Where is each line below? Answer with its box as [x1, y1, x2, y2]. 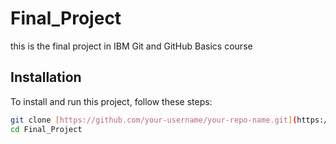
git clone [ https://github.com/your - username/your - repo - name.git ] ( [10, 115, 298, 125]
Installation [10, 69, 82, 86]
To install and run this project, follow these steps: [10, 95, 213, 107]
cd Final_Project [10, 124, 83, 134]
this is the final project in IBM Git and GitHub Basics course [10, 40, 253, 52]
